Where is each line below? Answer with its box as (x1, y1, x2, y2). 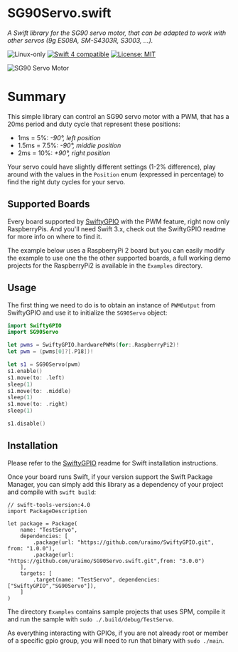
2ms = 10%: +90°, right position (17, 148, 111, 157)
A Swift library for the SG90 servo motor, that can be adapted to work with (7, 28, 226, 37)
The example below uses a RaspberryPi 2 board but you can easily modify (7, 246, 225, 254)
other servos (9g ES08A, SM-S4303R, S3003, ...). (7, 36, 153, 44)
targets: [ (20, 569, 53, 577)
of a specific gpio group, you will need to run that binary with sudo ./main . (7, 636, 225, 645)
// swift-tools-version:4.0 (7, 501, 91, 508)
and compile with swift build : (7, 488, 97, 496)
